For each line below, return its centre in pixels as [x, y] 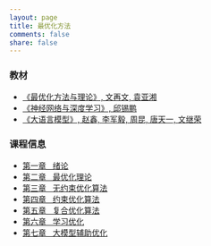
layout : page [34, 17]
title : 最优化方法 [40, 26]
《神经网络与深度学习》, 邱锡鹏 [79, 107]
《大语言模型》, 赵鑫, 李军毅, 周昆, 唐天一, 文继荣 [112, 119]
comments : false [39, 34]
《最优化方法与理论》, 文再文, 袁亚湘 [89, 97]
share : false [34, 42]
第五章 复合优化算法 [61, 210]
